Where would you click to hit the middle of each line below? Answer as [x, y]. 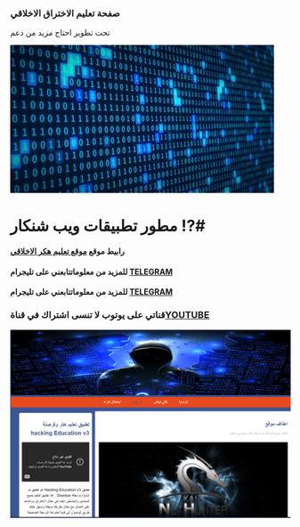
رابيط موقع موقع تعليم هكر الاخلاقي [68, 251]
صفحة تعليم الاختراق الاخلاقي [65, 13]
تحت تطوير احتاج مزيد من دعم [60, 33]
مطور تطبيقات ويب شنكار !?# [108, 226]
